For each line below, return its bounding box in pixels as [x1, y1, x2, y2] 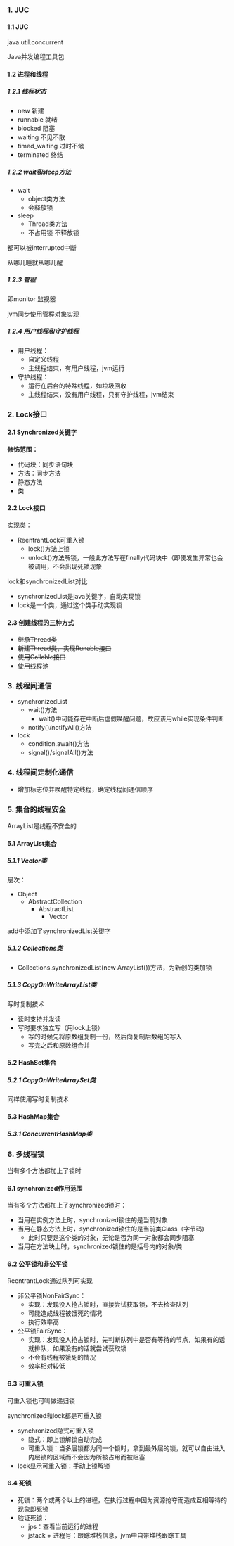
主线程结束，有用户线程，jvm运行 [27, 364, 125, 372]
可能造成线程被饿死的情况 [27, 1309, 103, 1317]
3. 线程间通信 [7, 681, 52, 691]
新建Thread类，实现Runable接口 [17, 644, 112, 652]
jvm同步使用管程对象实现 [7, 310, 79, 318]
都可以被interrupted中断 [7, 243, 77, 251]
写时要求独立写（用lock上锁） [17, 1023, 104, 1032]
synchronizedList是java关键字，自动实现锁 [17, 592, 141, 600]
